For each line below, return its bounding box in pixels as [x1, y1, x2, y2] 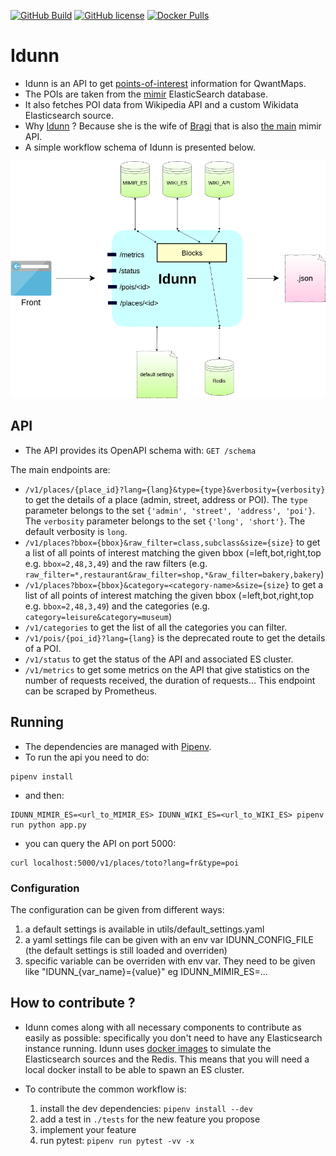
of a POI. [24, 642, 62, 654]
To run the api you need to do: [24, 751, 150, 763]
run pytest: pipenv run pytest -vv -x [39, 1134, 195, 1146]
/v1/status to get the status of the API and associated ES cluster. [24, 653, 294, 665]
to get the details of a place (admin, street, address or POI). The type [24, 493, 308, 505]
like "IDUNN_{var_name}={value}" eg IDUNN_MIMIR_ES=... [24, 966, 268, 977]
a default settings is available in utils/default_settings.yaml [24, 923, 265, 935]
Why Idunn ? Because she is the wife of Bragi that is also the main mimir [24, 120, 322, 132]
